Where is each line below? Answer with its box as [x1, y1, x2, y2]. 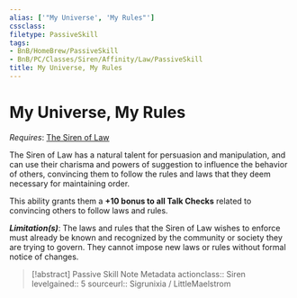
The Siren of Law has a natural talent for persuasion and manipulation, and [9, 149, 286, 160]
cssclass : [9, 22, 47, 31]
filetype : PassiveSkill [9, 30, 99, 39]
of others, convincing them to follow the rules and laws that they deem [9, 168, 272, 179]
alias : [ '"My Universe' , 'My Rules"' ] [9, 13, 155, 23]
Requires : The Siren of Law [9, 131, 110, 142]
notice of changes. [9, 251, 79, 262]
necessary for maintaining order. [9, 177, 130, 189]
